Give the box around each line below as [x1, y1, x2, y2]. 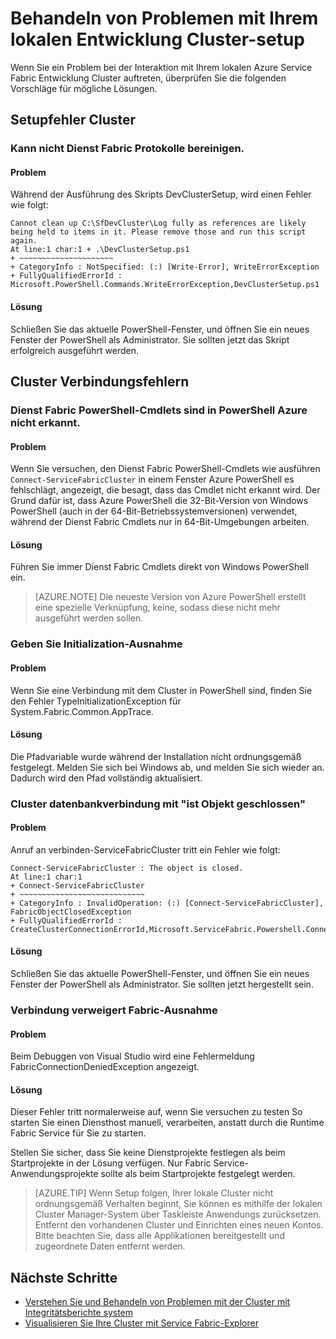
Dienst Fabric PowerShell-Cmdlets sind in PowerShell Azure [10, 403, 308, 417]
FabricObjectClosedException [10, 907, 132, 917]
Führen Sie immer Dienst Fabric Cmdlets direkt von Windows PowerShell [10, 561, 310, 573]
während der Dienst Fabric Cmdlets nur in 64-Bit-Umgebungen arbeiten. [10, 516, 310, 528]
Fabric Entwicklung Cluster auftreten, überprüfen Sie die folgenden [10, 72, 287, 84]
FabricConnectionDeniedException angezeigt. [10, 1061, 200, 1073]
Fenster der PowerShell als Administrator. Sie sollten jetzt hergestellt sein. [10, 978, 314, 991]
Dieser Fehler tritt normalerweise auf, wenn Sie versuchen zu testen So [10, 1106, 303, 1118]
